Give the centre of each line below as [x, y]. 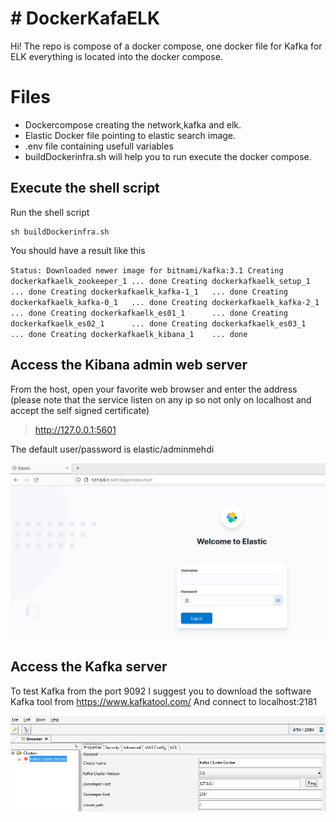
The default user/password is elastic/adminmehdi [112, 449]
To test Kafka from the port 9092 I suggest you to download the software [161, 691]
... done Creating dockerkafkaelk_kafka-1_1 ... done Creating [149, 292]
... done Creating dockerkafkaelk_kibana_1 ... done [129, 334]
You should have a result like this [78, 250]
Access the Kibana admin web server [129, 365]
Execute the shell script [85, 188]
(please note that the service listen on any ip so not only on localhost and [161, 399]
